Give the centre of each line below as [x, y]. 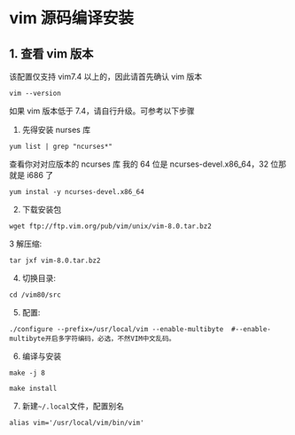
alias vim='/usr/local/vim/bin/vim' [77, 423]
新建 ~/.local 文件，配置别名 [73, 406]
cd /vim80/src [35, 295]
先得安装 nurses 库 [56, 130]
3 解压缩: [26, 244]
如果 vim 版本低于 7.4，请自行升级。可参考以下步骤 [102, 111]
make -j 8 [27, 373]
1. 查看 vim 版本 [51, 54]
